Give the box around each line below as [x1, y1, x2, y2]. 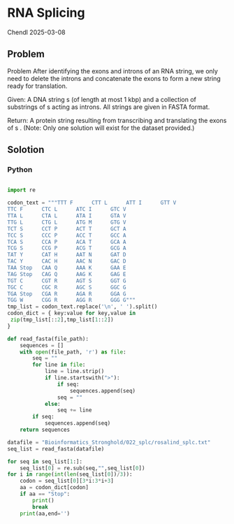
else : [44, 400, 61, 407]
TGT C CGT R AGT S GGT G [7, 277, 127, 284]
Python [7, 165, 33, 175]
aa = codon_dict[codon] [20, 484, 89, 491]
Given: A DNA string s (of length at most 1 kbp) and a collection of [7, 95, 197, 103]
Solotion [7, 144, 45, 156]
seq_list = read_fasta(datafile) [7, 445, 105, 452]
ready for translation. [7, 82, 68, 90]
